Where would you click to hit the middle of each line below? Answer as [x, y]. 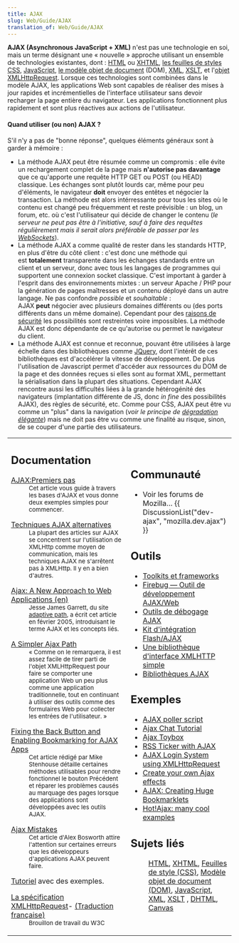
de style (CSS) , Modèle [187, 872]
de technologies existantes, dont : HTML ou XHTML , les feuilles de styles [115, 63]
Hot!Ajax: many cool [176, 808]
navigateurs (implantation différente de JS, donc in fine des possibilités [122, 396]
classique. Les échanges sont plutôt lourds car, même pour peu [111, 184]
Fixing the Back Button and [56, 731]
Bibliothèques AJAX [176, 674]
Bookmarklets [166, 800]
